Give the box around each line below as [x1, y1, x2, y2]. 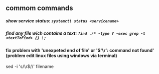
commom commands [6, 4, 73, 12]
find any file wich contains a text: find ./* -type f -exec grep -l [6, 30, 145, 36]
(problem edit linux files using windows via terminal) [6, 52, 117, 59]
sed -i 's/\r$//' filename [6, 64, 54, 70]
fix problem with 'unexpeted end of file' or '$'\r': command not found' [6, 47, 154, 53]
